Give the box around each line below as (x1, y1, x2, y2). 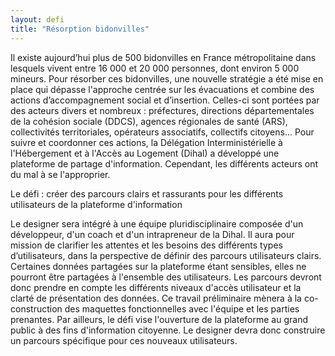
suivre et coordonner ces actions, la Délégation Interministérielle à (10, 136, 283, 148)
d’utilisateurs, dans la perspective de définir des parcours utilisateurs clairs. (10, 249, 322, 261)
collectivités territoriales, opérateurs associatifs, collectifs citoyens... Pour (10, 126, 315, 138)
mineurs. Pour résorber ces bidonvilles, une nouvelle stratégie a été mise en (10, 72, 324, 85)
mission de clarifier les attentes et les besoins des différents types (10, 239, 283, 251)
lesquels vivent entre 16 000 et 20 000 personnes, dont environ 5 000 (10, 62, 300, 74)
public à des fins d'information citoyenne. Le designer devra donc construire (10, 324, 326, 336)
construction (10, 302, 63, 315)
